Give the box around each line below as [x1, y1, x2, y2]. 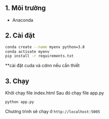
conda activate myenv [5, 49, 50, 54]
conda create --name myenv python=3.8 [5, 44, 85, 49]
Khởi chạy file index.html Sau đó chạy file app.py [5, 90, 105, 96]
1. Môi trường [5, 4, 46, 12]
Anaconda [12, 17, 34, 23]
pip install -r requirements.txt [5, 54, 74, 59]
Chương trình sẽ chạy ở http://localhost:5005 [5, 108, 100, 114]
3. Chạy [5, 77, 30, 85]
